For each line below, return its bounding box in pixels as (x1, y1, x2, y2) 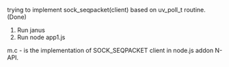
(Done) (7, 13, 27, 21)
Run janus (16, 26, 46, 34)
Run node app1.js (16, 33, 66, 41)
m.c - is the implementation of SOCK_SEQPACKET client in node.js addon (7, 47, 214, 54)
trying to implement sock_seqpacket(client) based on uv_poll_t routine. (7, 6, 206, 14)
